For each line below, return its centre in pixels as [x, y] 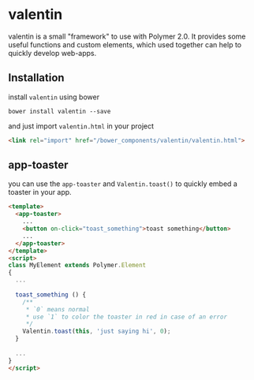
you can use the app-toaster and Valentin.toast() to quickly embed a [123, 184]
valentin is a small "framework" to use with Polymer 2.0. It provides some [127, 36]
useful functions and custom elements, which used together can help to [125, 44]
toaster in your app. [40, 192]
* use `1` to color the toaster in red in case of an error [126, 317]
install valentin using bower [54, 97]
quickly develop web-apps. [52, 53]
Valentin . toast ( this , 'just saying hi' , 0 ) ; [97, 332]
